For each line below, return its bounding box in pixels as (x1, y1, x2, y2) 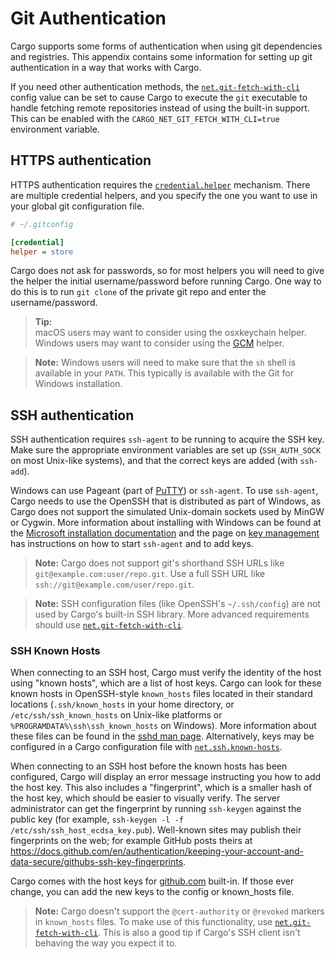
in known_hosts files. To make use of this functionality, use (34, 916, 273, 928)
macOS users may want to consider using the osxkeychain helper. (34, 327, 307, 339)
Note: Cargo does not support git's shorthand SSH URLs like (34, 557, 285, 569)
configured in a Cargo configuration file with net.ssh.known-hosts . (10, 741, 283, 753)
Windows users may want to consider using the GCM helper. (34, 337, 285, 349)
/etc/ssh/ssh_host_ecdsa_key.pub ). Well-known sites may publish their (10, 824, 302, 836)
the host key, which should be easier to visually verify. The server (10, 792, 281, 804)
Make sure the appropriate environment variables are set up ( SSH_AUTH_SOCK (10, 444, 322, 456)
